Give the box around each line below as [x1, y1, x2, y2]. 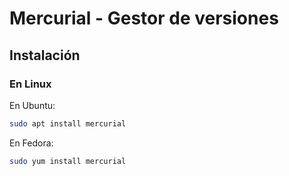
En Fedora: [9, 137, 54, 149]
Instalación [9, 47, 81, 64]
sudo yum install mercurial [9, 156, 127, 166]
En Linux [9, 77, 52, 91]
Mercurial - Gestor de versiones [9, 7, 279, 30]
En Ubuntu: [9, 99, 56, 111]
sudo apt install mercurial [9, 118, 127, 129]
